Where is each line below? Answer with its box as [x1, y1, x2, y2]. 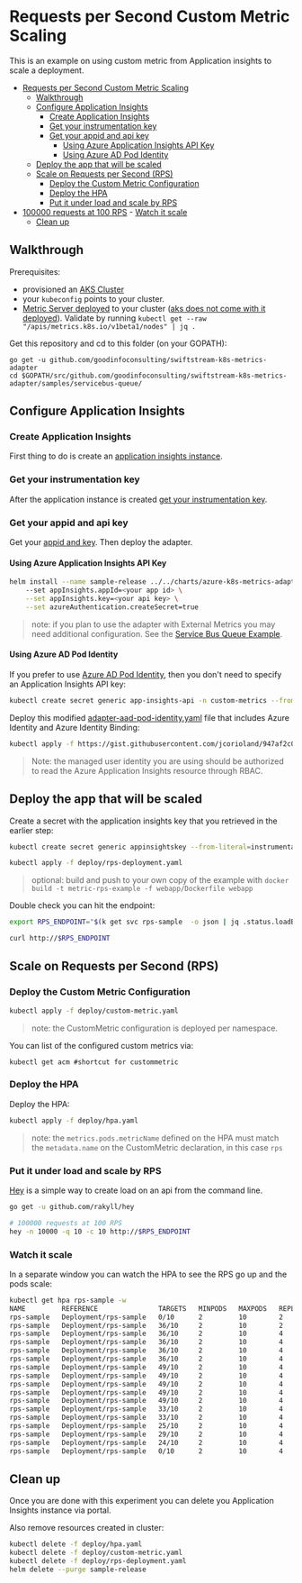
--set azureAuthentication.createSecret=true [25, 602, 200, 612]
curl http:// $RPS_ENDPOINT [9, 934, 111, 943]
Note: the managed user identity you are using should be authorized [31, 755, 285, 767]
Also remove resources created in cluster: [9, 1523, 164, 1533]
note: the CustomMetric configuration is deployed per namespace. [31, 1023, 279, 1033]
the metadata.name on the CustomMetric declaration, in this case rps [31, 1142, 283, 1152]
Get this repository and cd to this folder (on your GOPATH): [9, 338, 227, 349]
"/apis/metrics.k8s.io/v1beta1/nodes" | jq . [22, 322, 196, 331]
